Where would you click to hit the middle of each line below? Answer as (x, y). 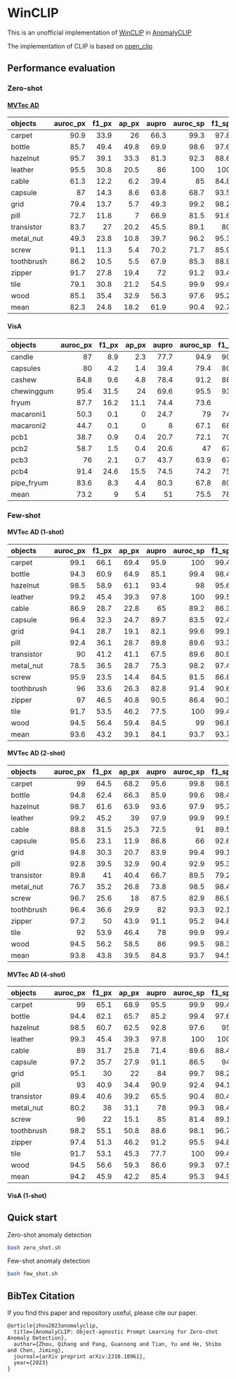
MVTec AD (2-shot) (36, 753)
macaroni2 (29, 426)
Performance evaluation (61, 68)
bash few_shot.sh (33, 1274)
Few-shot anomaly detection (48, 1261)
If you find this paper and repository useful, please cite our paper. (103, 1313)
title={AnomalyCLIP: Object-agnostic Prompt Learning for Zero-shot (116, 1332)
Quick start (32, 1218)
